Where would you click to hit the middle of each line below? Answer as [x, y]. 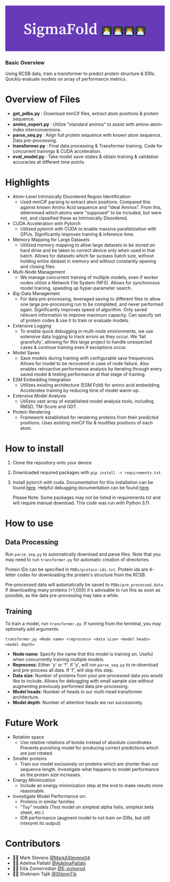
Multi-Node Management [39, 272]
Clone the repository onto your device [52, 463]
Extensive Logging [32, 326]
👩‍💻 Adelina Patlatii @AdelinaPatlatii [49, 863]
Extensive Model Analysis [39, 396]
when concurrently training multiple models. [58, 659]
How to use [29, 523]
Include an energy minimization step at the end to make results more [92, 785]
